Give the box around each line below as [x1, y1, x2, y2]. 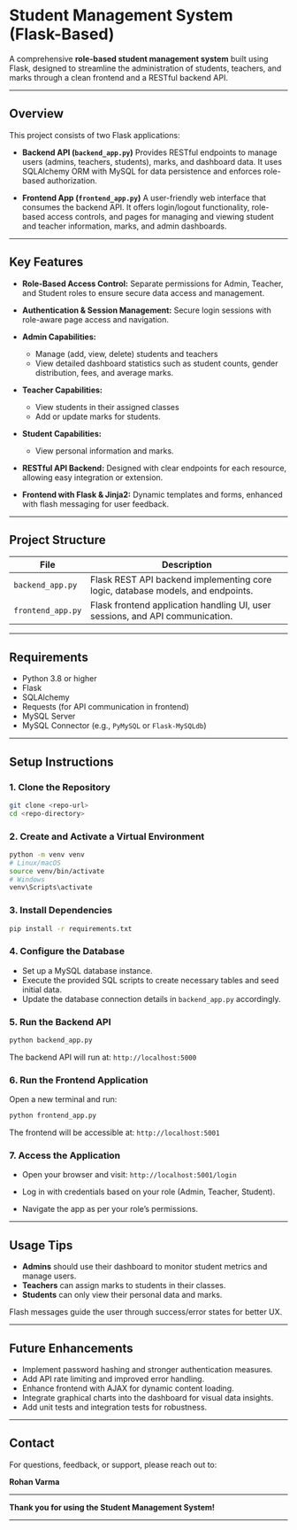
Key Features [9, 254, 84, 270]
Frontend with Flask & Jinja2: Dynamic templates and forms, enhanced [21, 489, 283, 500]
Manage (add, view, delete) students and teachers [34, 348, 218, 359]
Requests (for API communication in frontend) [21, 702, 190, 712]
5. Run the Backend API [9, 1015, 112, 1028]
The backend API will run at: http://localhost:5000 [9, 1052, 197, 1062]
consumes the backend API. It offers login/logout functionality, [21, 201, 250, 213]
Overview [9, 106, 65, 121]
